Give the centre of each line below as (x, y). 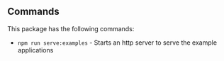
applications (35, 50)
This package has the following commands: (71, 28)
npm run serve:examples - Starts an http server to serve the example (117, 43)
